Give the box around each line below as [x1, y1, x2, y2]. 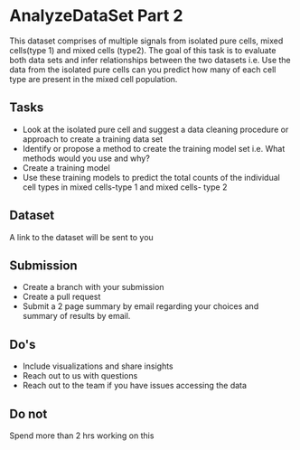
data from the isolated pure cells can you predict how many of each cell [9, 64, 277, 75]
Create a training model [22, 162, 110, 173]
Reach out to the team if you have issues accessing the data [22, 380, 247, 391]
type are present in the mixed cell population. [9, 73, 178, 84]
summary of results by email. [22, 311, 131, 322]
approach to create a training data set [22, 133, 164, 145]
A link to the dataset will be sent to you [9, 231, 154, 242]
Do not [9, 406, 48, 421]
